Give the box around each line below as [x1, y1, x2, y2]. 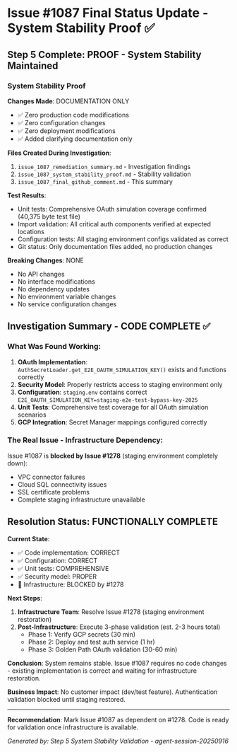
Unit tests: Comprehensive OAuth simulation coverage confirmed [17, 204, 207, 213]
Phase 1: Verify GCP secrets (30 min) [28, 630, 136, 638]
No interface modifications [17, 277, 95, 286]
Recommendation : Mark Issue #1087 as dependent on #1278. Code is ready [7, 715, 229, 724]
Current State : [7, 534, 50, 543]
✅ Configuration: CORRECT [17, 556, 98, 565]
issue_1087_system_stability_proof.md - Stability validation [17, 170, 192, 178]
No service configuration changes [17, 299, 117, 308]
